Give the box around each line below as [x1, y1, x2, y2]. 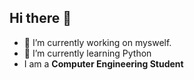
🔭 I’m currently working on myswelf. [23, 36, 172, 48]
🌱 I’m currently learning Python [23, 47, 152, 59]
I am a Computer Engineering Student [23, 57, 184, 70]
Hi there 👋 [9, 10, 72, 27]
